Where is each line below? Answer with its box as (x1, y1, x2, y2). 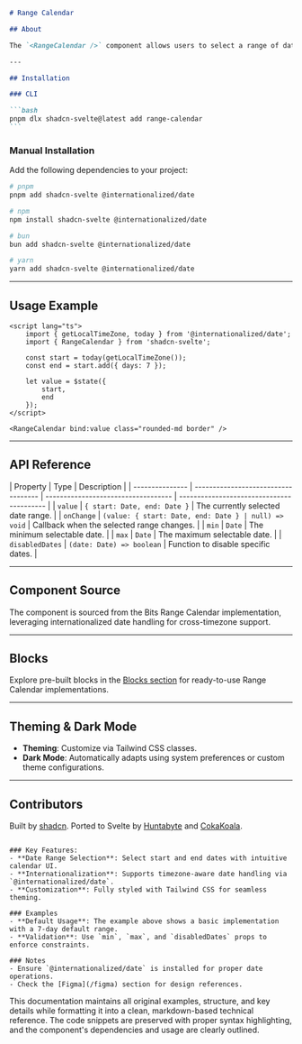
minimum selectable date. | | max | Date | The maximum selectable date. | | (9, 528, 282, 540)
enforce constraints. (9, 940, 91, 950)
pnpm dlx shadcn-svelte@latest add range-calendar (9, 114, 203, 124)
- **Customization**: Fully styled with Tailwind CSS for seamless (9, 885, 268, 894)
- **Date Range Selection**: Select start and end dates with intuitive (9, 854, 288, 863)
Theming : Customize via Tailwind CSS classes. (22, 743, 198, 754)
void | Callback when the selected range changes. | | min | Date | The (9, 519, 263, 530)
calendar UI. (9, 862, 58, 871)
